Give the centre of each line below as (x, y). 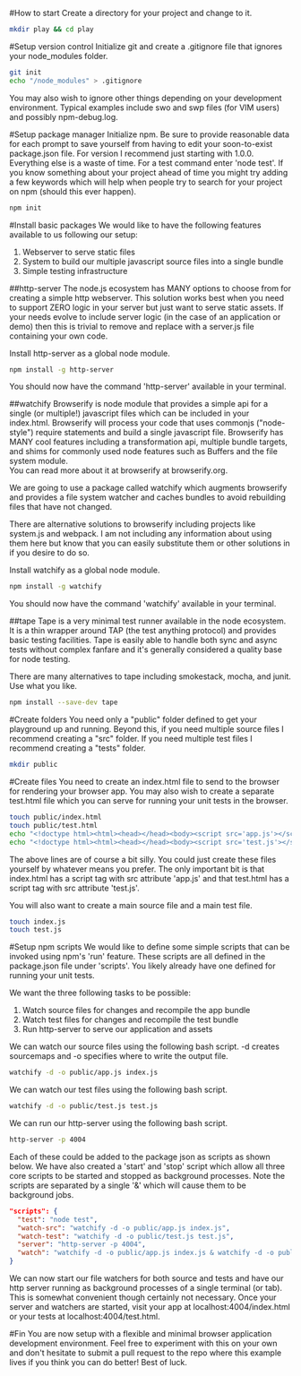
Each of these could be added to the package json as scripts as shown (140, 1157)
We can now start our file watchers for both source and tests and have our (146, 1278)
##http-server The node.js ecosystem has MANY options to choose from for (150, 288)
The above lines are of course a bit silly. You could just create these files (143, 859)
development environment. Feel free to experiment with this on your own (143, 1343)
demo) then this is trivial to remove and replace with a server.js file (132, 326)
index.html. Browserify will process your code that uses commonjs (132, 423)
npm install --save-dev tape (64, 702)
